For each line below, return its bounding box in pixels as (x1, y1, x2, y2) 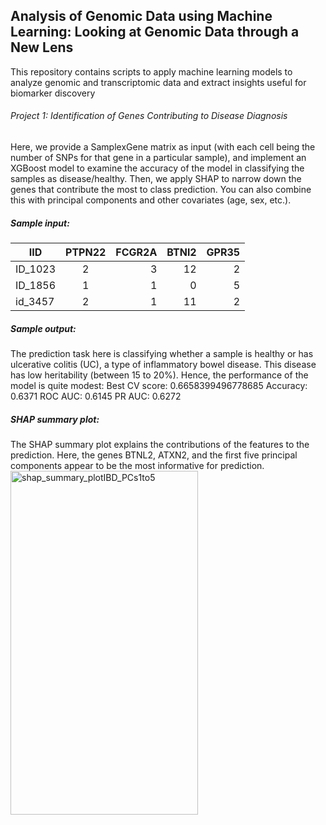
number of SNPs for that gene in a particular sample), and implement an (10, 152, 307, 164)
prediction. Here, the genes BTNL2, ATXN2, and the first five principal (10, 449, 298, 461)
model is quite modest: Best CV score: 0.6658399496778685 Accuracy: (10, 379, 308, 391)
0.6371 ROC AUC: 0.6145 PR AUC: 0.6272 (10, 390, 182, 402)
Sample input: (10, 217, 70, 229)
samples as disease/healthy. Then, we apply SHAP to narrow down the (10, 173, 302, 185)
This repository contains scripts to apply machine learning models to (10, 65, 293, 78)
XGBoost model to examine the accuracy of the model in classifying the (10, 162, 305, 174)
